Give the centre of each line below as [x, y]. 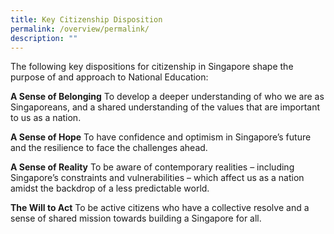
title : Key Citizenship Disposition [86, 19]
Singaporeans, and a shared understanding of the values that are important [165, 107]
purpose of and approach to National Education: [109, 77]
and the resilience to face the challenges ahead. [109, 148]
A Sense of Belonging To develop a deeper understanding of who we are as [167, 97]
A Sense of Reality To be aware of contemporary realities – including [152, 167]
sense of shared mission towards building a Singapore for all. [136, 218]
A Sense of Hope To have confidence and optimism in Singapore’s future [161, 137]
